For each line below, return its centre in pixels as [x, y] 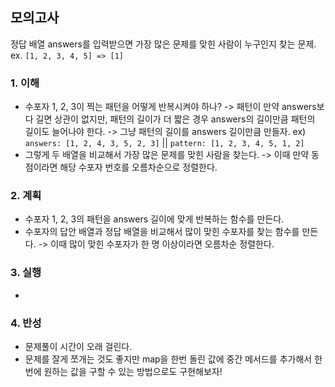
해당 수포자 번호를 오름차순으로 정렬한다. [138, 167]
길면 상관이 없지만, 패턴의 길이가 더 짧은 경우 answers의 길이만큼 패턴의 [175, 119]
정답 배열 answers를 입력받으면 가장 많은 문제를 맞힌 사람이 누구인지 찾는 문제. [163, 44]
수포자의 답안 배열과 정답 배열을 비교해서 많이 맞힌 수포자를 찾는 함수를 [162, 232]
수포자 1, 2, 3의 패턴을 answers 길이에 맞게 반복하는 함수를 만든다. [154, 219]
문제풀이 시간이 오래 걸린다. [78, 346]
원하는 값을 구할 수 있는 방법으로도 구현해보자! [133, 371]
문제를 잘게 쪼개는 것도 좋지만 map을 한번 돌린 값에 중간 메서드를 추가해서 [168, 359]
